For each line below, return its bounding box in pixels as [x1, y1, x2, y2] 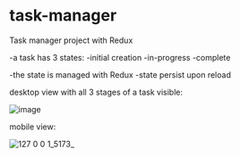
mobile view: [9, 121, 56, 132]
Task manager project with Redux [9, 35, 133, 45]
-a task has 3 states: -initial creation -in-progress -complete [9, 52, 231, 62]
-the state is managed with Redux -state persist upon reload [9, 69, 231, 80]
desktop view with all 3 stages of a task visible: [9, 87, 184, 97]
